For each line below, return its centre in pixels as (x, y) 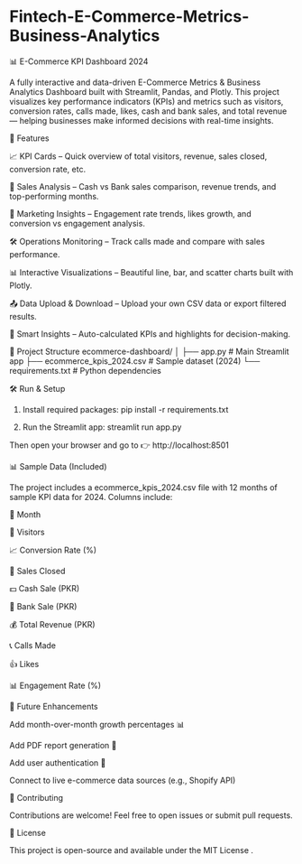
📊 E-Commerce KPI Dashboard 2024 (79, 61)
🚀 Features (29, 138)
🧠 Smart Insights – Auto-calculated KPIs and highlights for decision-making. (150, 334)
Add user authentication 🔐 (58, 762)
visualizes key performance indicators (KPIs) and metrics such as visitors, (146, 101)
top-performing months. (54, 196)
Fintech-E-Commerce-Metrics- (129, 17)
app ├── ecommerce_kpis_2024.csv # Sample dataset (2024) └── (135, 361)
